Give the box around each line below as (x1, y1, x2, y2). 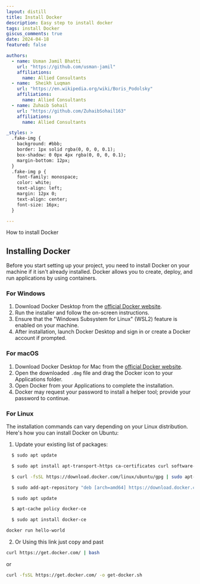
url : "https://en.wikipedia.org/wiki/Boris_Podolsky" (17, 86, 153, 92)
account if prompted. (14, 335, 67, 342)
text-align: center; (17, 196, 68, 202)
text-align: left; (17, 185, 62, 191)
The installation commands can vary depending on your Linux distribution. (6, 423, 189, 430)
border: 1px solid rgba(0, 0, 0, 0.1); (17, 146, 116, 152)
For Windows (6, 289, 46, 298)
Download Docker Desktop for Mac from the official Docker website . (14, 363, 183, 370)
